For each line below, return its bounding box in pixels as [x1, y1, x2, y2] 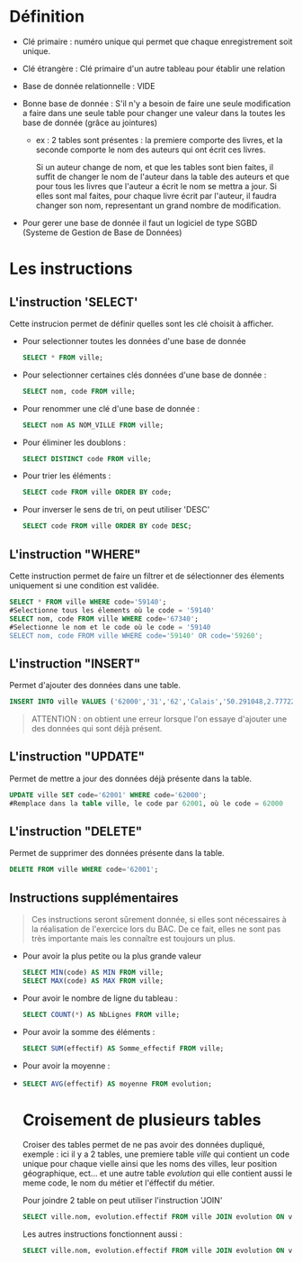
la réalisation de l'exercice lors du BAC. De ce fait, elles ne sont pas [31, 923, 281, 934]
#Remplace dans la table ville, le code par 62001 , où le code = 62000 [9, 799, 283, 808]
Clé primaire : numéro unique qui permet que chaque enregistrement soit [22, 36, 293, 47]
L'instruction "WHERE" [9, 547, 141, 562]
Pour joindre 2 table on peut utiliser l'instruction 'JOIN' [22, 1195, 223, 1206]
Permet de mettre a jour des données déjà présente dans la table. [9, 773, 253, 784]
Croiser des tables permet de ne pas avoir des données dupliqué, [22, 1140, 265, 1150]
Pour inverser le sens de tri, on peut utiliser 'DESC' [22, 504, 210, 515]
